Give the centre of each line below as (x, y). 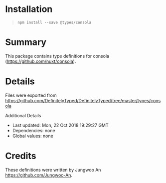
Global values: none (33, 136)
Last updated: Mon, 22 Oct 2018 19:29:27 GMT (60, 125)
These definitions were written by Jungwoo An (53, 170)
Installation (29, 9)
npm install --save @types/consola (54, 22)
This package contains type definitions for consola (57, 56)
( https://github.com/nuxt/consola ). (41, 61)
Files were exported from (31, 95)
